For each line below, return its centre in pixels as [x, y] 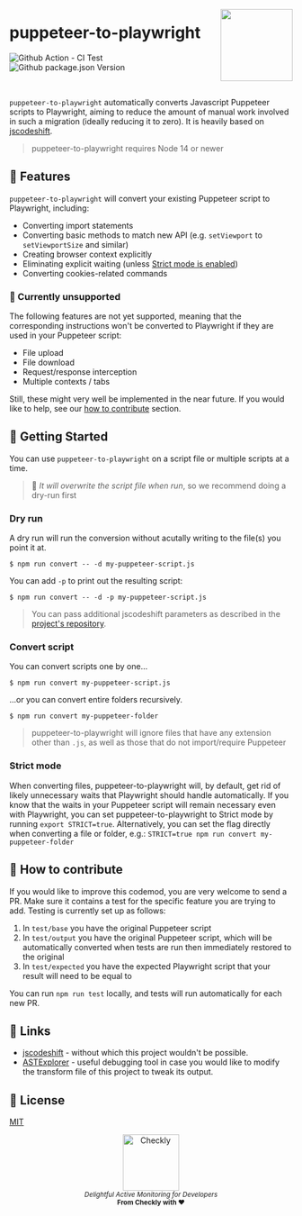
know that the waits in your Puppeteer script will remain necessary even [142, 804]
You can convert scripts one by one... [79, 667]
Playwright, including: [49, 208]
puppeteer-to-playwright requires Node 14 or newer [127, 148]
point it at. [28, 548]
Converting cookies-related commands [95, 273]
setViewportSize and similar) [75, 244]
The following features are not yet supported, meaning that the [125, 316]
